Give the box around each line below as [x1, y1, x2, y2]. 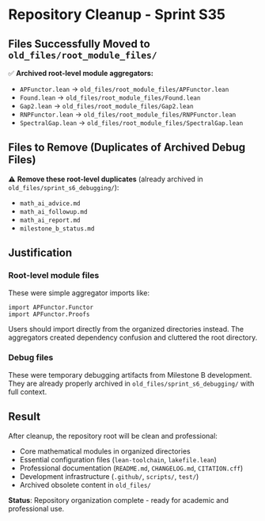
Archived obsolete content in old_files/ [19, 480, 152, 489]
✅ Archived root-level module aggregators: [8, 69, 154, 78]
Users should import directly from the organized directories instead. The [8, 324, 244, 333]
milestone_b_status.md [19, 224, 95, 233]
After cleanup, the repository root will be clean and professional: [8, 431, 218, 440]
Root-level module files [8, 270, 100, 281]
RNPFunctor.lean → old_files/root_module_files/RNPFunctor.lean [19, 109, 237, 119]
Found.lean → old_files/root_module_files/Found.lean [19, 93, 201, 102]
